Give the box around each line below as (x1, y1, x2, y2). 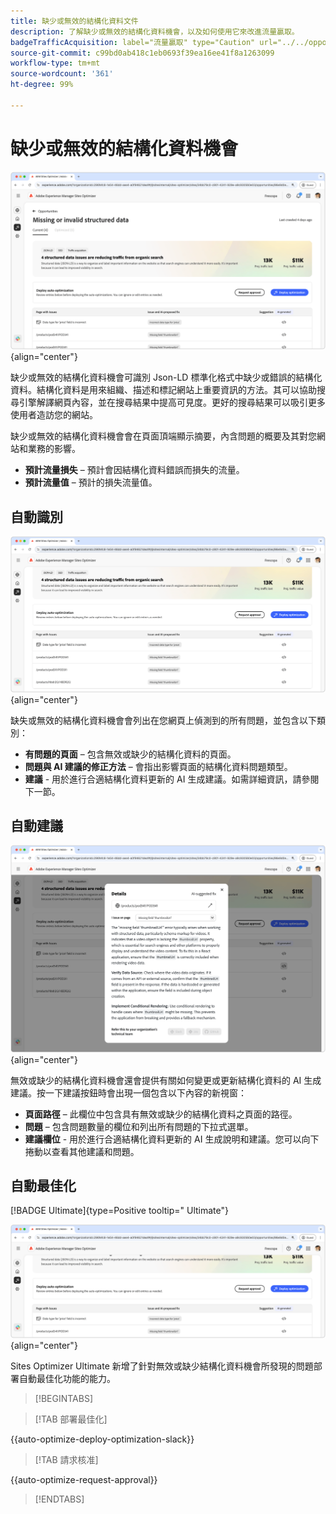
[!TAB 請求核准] (34, 1453, 99, 1465)
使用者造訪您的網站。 (10, 409, 98, 421)
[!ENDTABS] (34, 1493, 85, 1505)
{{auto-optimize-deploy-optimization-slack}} (10, 1433, 195, 1445)
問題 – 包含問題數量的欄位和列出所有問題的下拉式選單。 (24, 1120, 254, 1132)
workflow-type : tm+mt (10, 58, 101, 69)
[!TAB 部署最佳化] (34, 1413, 108, 1425)
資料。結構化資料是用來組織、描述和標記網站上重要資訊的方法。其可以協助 (10, 384, 317, 396)
